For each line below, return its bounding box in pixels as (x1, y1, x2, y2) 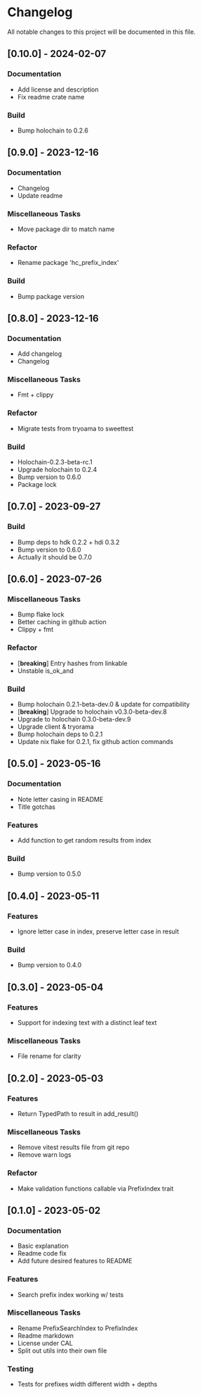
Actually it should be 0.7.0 (17, 552, 93, 561)
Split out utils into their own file (17, 1346, 107, 1355)
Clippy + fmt (17, 625, 54, 634)
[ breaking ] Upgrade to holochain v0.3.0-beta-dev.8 (17, 707, 167, 716)
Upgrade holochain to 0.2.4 (17, 466, 97, 474)
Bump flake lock (17, 610, 65, 619)
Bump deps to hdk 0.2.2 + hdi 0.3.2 (17, 538, 120, 546)
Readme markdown (17, 1331, 74, 1339)
